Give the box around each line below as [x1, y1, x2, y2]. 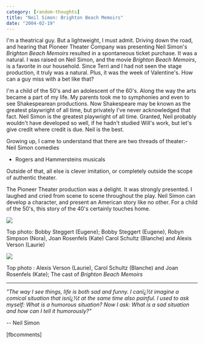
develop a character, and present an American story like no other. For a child [6, 198, 198, 206]
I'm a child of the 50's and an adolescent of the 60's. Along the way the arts [6, 87, 196, 95]
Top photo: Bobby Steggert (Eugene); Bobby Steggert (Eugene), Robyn [6, 228, 184, 235]
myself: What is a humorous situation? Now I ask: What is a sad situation [6, 301, 189, 308]
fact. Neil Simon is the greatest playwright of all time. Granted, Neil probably [6, 113, 197, 120]
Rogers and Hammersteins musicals [15, 156, 106, 163]
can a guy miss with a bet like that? [6, 75, 94, 83]
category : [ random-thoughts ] [6, 8, 80, 15]
